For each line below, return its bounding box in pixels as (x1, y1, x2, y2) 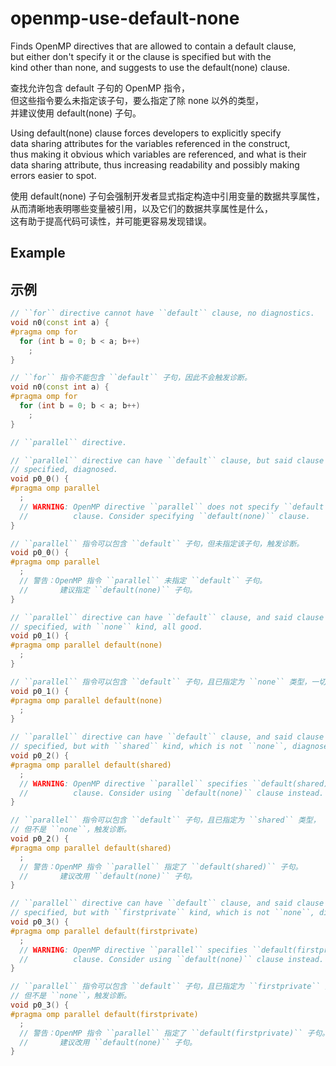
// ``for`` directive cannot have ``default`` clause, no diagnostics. (10, 308, 315, 319)
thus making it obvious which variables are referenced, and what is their (10, 148, 307, 160)
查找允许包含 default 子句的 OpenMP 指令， (10, 82, 191, 94)
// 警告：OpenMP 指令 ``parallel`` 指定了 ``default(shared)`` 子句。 (19, 862, 303, 872)
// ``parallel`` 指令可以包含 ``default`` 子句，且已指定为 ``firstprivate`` (10, 982, 321, 992)
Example (10, 245, 66, 262)
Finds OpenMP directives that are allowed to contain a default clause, (10, 40, 297, 52)
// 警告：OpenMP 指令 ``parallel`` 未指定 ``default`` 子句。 (19, 576, 267, 586)
